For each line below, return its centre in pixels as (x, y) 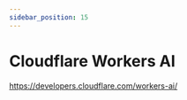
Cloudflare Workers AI (93, 61)
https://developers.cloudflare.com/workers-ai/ (93, 86)
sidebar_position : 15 (49, 17)
